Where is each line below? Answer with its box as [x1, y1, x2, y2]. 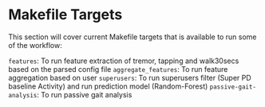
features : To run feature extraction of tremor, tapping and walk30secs [8, 56, 239, 65]
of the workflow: [8, 40, 62, 50]
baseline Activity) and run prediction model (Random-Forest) [8, 81, 208, 91]
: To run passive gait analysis [37, 89, 132, 99]
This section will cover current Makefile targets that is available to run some [8, 32, 257, 42]
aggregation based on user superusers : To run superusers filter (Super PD [8, 73, 251, 82]
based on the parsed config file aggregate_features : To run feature [8, 64, 228, 73]
